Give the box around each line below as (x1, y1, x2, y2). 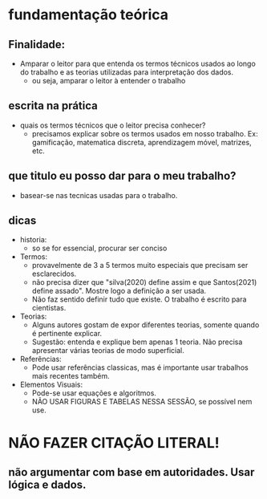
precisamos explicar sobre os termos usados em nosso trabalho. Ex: (31, 128, 258, 138)
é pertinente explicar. (31, 329, 103, 339)
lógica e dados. (8, 478, 87, 492)
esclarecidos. (31, 269, 77, 278)
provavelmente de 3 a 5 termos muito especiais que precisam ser (31, 261, 249, 270)
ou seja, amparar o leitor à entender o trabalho (31, 76, 186, 85)
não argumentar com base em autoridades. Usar (8, 465, 255, 479)
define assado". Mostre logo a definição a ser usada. (31, 286, 207, 296)
